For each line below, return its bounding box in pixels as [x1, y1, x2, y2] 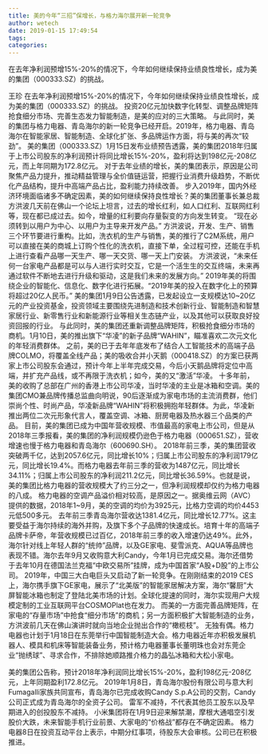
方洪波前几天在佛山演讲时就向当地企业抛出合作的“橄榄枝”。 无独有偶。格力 [8, 621, 254, 630]
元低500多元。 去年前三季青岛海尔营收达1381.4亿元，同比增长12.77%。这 [8, 510, 250, 520]
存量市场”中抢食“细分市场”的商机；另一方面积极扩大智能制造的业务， [32, 610, 258, 620]
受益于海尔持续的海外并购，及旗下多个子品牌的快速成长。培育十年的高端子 [14, 521, 260, 530]
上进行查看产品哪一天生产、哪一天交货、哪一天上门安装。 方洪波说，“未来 [8, 251, 251, 260]
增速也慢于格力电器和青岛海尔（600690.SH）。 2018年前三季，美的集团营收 [8, 441, 257, 450]
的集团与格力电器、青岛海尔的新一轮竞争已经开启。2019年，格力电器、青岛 [8, 121, 255, 131]
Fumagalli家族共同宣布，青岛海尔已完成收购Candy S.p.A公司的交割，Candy [8, 688, 256, 697]
